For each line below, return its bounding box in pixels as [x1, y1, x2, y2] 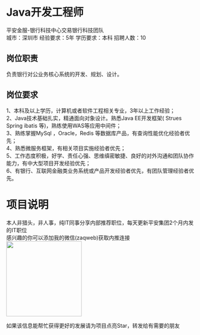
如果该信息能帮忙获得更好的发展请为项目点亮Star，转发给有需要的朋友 [6, 322, 180, 329]
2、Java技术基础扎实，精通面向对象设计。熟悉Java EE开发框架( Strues [6, 114, 182, 121]
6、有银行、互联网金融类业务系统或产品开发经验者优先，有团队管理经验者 [6, 167, 189, 174]
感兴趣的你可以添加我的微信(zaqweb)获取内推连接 [6, 234, 131, 241]
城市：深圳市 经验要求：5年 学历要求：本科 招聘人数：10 [6, 34, 146, 41]
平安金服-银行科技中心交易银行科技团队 [6, 26, 104, 34]
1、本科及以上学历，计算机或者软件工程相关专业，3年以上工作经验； [6, 106, 176, 114]
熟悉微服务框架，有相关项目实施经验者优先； [14, 144, 127, 152]
